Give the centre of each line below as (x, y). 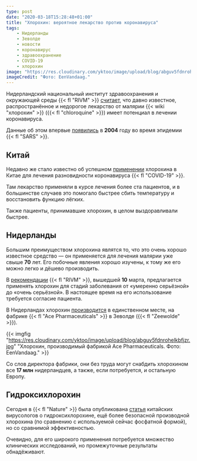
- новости (29, 45)
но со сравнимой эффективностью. (51, 427)
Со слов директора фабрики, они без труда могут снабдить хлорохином (97, 364)
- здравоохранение (39, 55)
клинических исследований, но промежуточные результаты (82, 445)
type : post (19, 11)
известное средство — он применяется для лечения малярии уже (89, 256)
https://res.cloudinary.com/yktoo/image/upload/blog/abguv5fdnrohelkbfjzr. (99, 340)
